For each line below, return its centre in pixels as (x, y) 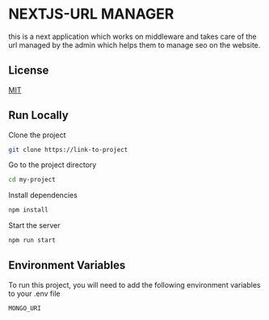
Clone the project (37, 135)
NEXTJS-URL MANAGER (91, 14)
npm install (28, 210)
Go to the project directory (53, 165)
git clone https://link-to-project (68, 149)
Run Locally (38, 115)
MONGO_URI (25, 308)
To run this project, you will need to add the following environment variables (134, 284)
